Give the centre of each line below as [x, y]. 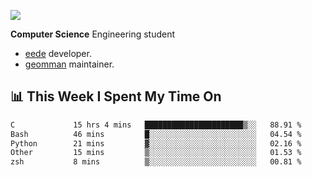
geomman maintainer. [69, 64]
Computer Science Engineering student [93, 34]
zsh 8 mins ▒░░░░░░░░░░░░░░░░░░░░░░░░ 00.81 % [156, 162]
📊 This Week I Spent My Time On [116, 96]
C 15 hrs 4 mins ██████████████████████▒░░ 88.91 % [156, 125]
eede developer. [58, 53]
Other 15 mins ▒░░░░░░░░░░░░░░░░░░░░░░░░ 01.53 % [156, 153]
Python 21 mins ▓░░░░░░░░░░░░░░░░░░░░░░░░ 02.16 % [156, 143]
